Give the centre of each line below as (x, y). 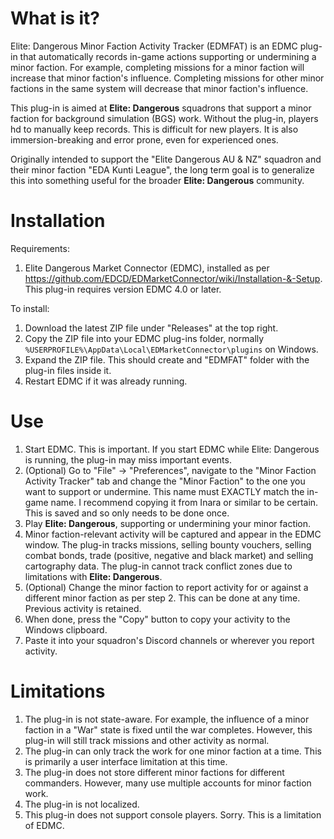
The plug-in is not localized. (82, 804)
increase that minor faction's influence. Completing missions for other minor (167, 78)
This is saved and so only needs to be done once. (127, 513)
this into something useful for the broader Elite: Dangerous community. (157, 180)
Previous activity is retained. (83, 608)
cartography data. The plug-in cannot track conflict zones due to (158, 566)
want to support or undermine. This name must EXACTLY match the (164, 491)
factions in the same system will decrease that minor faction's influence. (159, 88)
